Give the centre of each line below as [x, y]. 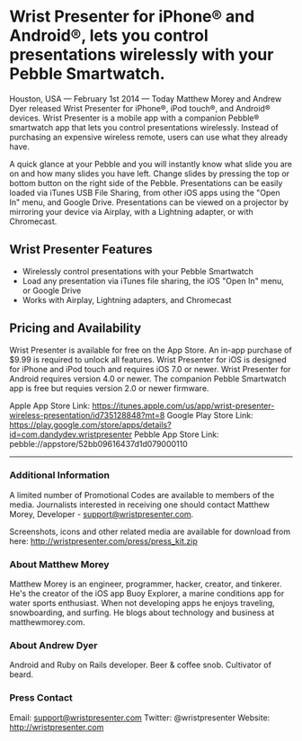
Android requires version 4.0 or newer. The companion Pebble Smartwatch [148, 379]
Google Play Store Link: [210, 415]
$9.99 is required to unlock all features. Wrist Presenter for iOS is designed [148, 359]
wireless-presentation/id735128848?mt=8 [87, 415]
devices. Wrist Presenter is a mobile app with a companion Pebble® [134, 118]
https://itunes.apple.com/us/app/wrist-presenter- [183, 406]
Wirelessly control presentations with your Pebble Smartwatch [138, 271]
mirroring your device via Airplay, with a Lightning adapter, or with [131, 211]
